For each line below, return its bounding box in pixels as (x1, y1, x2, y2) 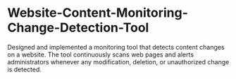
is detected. (7, 65, 42, 73)
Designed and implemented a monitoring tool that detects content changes (7, 43, 225, 51)
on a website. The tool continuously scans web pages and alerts (7, 50, 194, 59)
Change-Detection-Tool (7, 20, 149, 36)
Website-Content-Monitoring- (7, 5, 189, 21)
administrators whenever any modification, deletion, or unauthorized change (7, 57, 230, 66)
